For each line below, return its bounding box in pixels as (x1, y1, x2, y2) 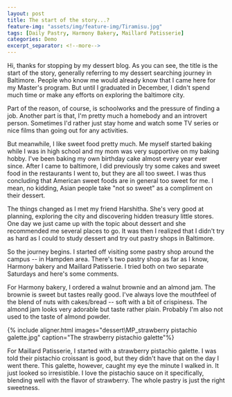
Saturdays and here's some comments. (7, 270, 119, 278)
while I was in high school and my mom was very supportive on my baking (7, 147, 220, 155)
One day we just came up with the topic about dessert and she (7, 220, 186, 227)
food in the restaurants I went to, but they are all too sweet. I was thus (7, 169, 206, 177)
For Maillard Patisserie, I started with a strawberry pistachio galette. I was (7, 347, 217, 355)
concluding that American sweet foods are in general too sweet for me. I (7, 177, 213, 184)
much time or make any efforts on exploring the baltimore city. (7, 91, 185, 99)
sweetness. (7, 384, 40, 391)
